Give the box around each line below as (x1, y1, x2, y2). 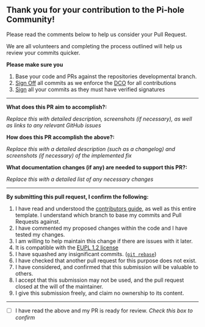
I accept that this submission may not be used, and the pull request (15, 276, 184, 284)
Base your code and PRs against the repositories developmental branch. (15, 73, 197, 80)
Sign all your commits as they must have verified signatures (15, 86, 165, 93)
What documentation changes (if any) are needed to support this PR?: (6, 163, 188, 171)
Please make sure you (6, 61, 63, 68)
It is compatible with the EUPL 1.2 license (15, 244, 119, 251)
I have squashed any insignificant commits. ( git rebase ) (15, 250, 157, 257)
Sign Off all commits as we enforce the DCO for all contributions (15, 79, 177, 86)
